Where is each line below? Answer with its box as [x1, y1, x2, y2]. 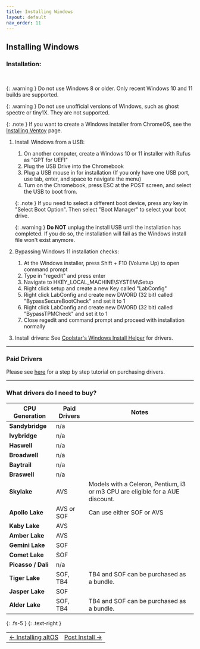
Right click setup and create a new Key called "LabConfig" [23, 285, 167, 292]
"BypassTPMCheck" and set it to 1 [23, 310, 108, 318]
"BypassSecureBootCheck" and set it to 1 [23, 297, 126, 305]
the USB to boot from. [23, 188, 77, 195]
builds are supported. [6, 91, 59, 98]
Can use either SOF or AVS [88, 508, 164, 516]
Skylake [9, 487, 33, 495]
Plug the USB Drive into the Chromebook [23, 163, 124, 170]
